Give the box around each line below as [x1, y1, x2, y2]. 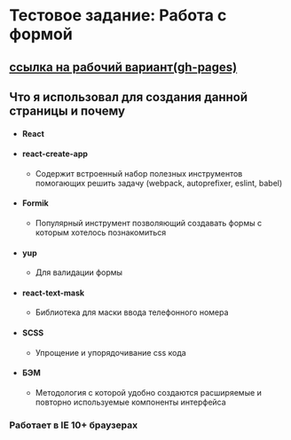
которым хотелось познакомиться [35, 227, 167, 238]
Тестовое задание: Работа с [9, 5, 227, 26]
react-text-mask [21, 287, 85, 298]
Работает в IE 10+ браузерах [9, 419, 138, 431]
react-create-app [21, 148, 89, 160]
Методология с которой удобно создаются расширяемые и [35, 387, 262, 397]
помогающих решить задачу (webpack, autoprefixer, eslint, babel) [35, 177, 283, 188]
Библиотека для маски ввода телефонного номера [35, 307, 229, 318]
